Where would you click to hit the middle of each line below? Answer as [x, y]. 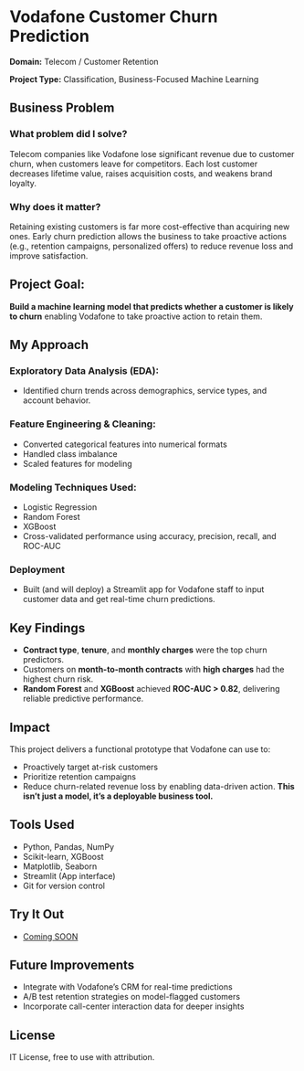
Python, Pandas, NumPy [68, 846]
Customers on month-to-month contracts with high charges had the [153, 670]
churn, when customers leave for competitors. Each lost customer [134, 164]
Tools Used [42, 825]
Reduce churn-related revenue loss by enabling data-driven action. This [158, 786]
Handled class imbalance [70, 453]
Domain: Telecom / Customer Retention [84, 61]
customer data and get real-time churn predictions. [119, 599]
